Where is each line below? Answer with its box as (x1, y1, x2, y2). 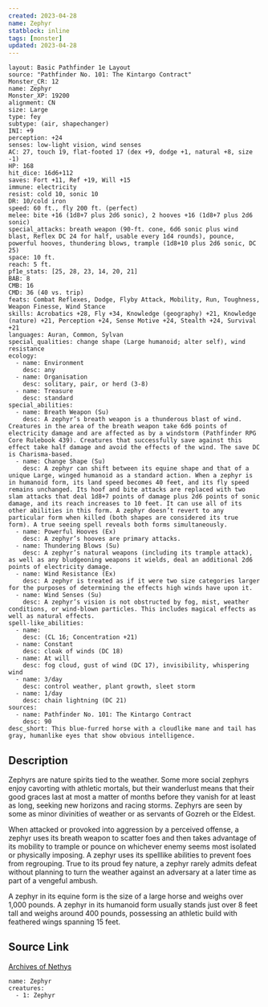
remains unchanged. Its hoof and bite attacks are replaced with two (8, 485, 246, 494)
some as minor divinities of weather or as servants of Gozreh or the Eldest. (8, 808, 256, 818)
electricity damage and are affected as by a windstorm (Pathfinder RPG (8, 429, 257, 438)
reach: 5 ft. (8, 260, 52, 269)
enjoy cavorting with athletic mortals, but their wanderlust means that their (8, 783, 255, 792)
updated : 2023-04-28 (8, 42, 78, 50)
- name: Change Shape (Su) (15, 457, 106, 466)
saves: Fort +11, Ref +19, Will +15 (8, 176, 131, 185)
